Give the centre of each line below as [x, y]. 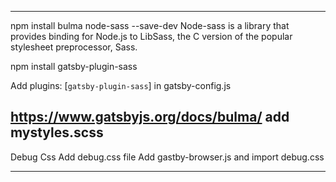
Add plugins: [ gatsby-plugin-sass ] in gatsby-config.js [121, 85]
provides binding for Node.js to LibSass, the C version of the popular [151, 36]
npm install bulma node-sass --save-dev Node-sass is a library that [150, 25]
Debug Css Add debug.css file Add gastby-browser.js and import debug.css [167, 157]
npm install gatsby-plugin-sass [74, 66]
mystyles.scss [57, 132]
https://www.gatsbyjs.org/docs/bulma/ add [150, 117]
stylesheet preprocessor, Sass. [74, 47]
